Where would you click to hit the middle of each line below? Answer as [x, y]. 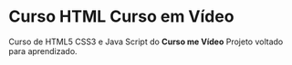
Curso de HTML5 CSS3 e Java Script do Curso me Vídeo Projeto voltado [146, 42]
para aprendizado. [43, 51]
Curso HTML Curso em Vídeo [121, 17]
